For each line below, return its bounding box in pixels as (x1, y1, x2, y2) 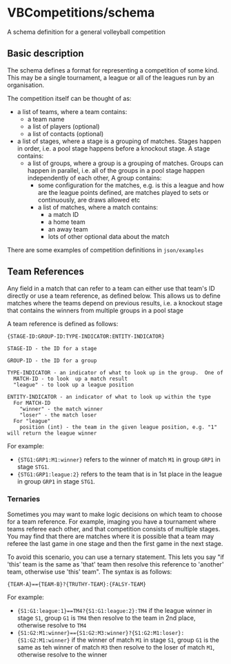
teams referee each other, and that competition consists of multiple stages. (7, 524, 221, 533)
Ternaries (7, 494, 40, 504)
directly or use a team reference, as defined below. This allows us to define (7, 292, 221, 300)
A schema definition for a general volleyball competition (7, 28, 165, 36)
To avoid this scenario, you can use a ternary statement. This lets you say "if (7, 553, 225, 561)
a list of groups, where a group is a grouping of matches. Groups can (27, 159, 224, 167)
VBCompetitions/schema (7, 5, 155, 21)
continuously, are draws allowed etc (37, 196, 141, 204)
